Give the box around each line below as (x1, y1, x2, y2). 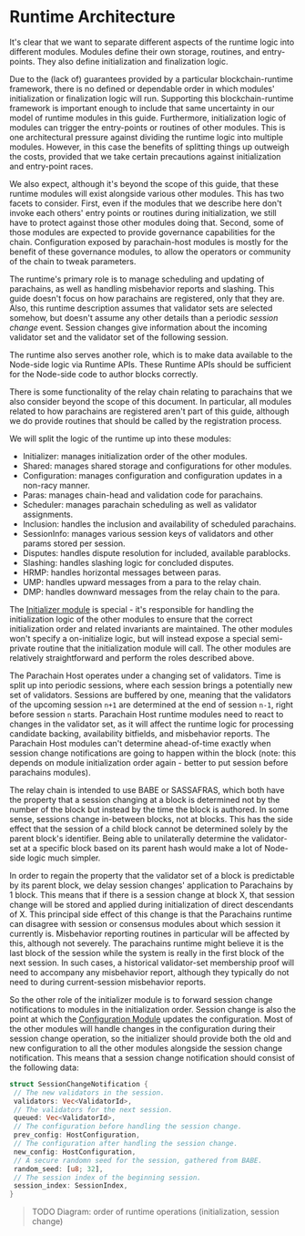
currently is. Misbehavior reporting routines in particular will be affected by (9, 928, 290, 939)
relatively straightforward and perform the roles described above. (9, 652, 255, 663)
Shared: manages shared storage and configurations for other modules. (22, 460, 292, 471)
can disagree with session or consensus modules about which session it (9, 918, 281, 929)
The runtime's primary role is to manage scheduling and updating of (9, 273, 265, 284)
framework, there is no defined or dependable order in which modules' (9, 83, 275, 94)
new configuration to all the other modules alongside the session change (9, 1042, 283, 1054)
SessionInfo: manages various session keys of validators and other (22, 528, 274, 539)
